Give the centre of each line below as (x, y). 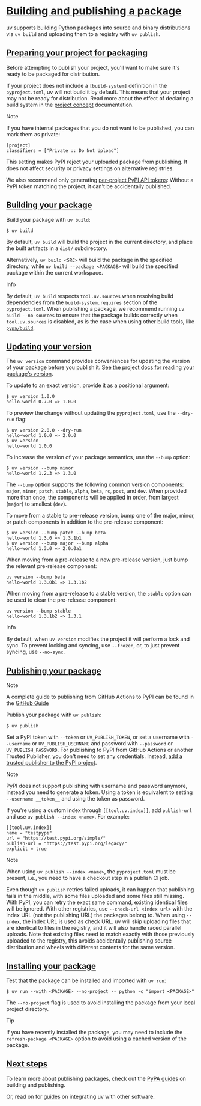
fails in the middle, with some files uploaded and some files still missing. (95, 896)
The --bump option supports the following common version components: (95, 484)
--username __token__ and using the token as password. (76, 799)
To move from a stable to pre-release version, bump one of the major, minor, (100, 516)
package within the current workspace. (55, 272)
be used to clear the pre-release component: (61, 600)
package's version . (30, 374)
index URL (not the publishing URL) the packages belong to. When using (96, 915)
